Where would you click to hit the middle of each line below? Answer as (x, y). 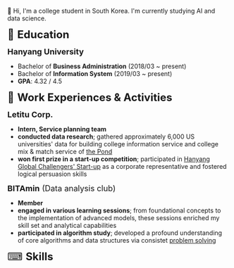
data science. (27, 18)
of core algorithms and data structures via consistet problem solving (117, 240)
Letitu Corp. (30, 115)
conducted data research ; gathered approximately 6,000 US (106, 136)
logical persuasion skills (52, 174)
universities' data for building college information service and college (118, 144)
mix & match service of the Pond (65, 152)
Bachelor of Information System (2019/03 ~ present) (95, 74)
